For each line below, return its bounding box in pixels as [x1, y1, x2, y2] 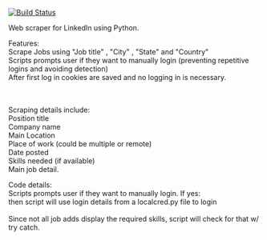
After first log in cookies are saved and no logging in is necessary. [8, 73, 227, 82]
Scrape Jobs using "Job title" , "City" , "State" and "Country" [8, 47, 209, 56]
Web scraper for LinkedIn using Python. [8, 23, 140, 32]
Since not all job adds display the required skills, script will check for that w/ [8, 214, 259, 223]
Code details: [8, 180, 52, 190]
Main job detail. [8, 165, 59, 174]
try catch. [8, 222, 40, 232]
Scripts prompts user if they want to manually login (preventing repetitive [8, 56, 249, 65]
